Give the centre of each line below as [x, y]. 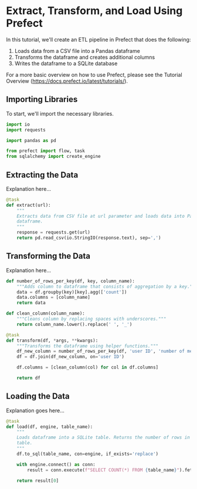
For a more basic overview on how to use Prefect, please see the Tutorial [94, 75]
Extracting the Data [42, 175]
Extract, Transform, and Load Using [94, 11]
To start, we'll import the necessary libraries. [60, 113]
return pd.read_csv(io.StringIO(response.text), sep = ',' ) [89, 238]
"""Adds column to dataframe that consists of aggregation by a [97, 286]
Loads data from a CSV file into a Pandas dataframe [77, 50]
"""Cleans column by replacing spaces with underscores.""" [91, 319]
